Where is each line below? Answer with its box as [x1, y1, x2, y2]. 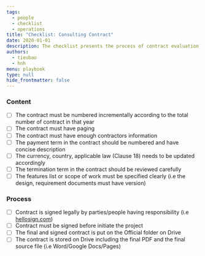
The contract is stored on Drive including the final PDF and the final [15, 236, 185, 243]
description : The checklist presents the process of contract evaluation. [6, 43, 202, 50]
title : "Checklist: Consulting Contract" [6, 32, 114, 38]
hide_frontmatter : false [6, 77, 70, 83]
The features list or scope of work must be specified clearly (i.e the [15, 172, 186, 179]
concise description [15, 145, 66, 153]
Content [6, 97, 32, 106]
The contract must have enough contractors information [15, 132, 158, 139]
